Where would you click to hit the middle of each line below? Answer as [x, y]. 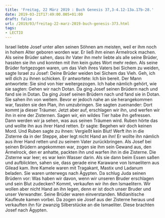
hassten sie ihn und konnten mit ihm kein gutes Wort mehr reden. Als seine [81, 63]
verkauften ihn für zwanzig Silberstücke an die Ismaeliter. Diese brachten [80, 205]
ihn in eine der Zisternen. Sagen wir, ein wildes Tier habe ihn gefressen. [78, 115]
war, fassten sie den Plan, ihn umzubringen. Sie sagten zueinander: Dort [79, 105]
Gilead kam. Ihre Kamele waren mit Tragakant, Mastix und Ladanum [74, 168]
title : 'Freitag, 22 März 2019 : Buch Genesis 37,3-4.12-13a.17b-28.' [80, 10]
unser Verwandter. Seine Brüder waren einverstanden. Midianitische [75, 194]
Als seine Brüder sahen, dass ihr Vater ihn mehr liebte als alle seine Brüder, [82, 57]
